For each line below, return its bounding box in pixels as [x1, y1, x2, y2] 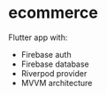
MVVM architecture [20, 77, 93, 88]
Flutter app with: [8, 32, 68, 43]
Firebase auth [20, 49, 72, 59]
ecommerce [8, 3, 98, 23]
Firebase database [20, 59, 89, 69]
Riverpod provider [20, 67, 88, 78]
